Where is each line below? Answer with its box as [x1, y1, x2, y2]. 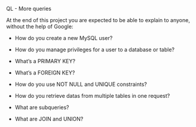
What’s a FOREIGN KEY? [14, 69, 75, 76]
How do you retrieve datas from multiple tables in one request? [14, 92, 170, 99]
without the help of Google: [6, 23, 73, 30]
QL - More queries [6, 5, 52, 12]
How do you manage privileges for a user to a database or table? [14, 46, 175, 53]
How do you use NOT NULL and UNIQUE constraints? [14, 80, 148, 88]
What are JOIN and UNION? [14, 116, 84, 122]
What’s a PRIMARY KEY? [14, 58, 76, 64]
